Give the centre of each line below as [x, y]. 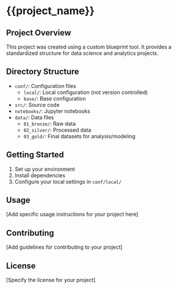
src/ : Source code [37, 105]
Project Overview [39, 33]
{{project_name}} [50, 11]
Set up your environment [45, 169]
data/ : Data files [34, 117]
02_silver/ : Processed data [57, 130]
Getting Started [35, 155]
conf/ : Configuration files [45, 86]
